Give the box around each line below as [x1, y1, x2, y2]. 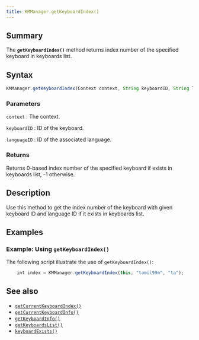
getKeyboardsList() [14, 322, 63, 328]
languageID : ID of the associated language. [6, 136, 112, 143]
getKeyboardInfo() [14, 316, 60, 322]
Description [6, 188, 50, 198]
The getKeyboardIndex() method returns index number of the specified [6, 46, 179, 53]
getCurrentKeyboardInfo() [14, 309, 79, 315]
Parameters [6, 100, 40, 108]
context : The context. [6, 113, 60, 120]
